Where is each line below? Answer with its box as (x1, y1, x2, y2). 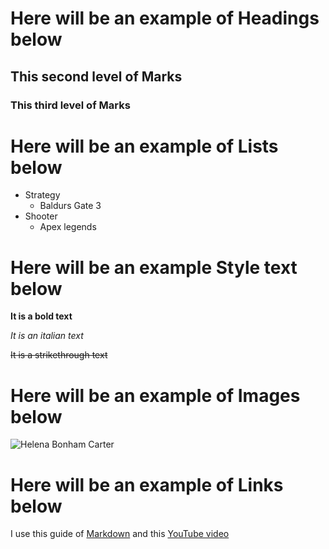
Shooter (24, 210, 58, 222)
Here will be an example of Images (10, 384, 301, 407)
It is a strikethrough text (10, 349, 108, 361)
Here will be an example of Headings (10, 7, 320, 30)
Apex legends (39, 221, 97, 233)
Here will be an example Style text (10, 256, 298, 279)
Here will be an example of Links (10, 473, 284, 496)
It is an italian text (10, 330, 84, 342)
